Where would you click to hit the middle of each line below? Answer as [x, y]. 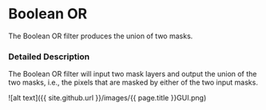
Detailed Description [49, 57]
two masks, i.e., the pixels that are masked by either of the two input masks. [133, 82]
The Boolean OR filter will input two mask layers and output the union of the [133, 74]
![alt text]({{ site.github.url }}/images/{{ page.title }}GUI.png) [107, 98]
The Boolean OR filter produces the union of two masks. [101, 36]
